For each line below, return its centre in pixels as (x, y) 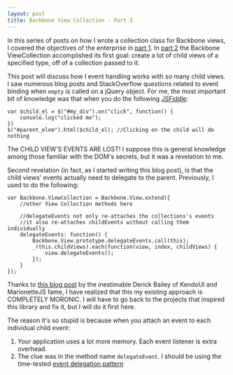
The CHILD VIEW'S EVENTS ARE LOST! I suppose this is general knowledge (116, 149)
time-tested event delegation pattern (70, 363)
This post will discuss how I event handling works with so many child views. (116, 76)
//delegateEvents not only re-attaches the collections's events (117, 216)
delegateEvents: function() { (64, 234)
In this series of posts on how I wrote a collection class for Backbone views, (116, 40)
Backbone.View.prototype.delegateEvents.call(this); (111, 240)
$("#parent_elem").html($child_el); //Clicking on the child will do (111, 130)
